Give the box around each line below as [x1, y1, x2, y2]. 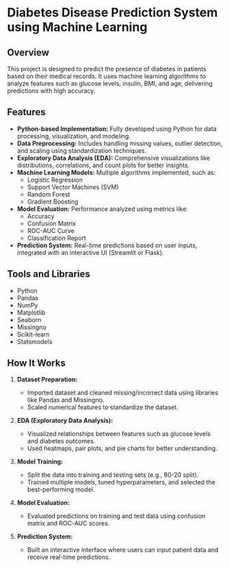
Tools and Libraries [7, 269, 90, 280]
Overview [7, 47, 50, 58]
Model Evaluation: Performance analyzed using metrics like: [16, 204, 188, 213]
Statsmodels [16, 337, 53, 345]
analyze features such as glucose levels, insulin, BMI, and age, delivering [7, 79, 213, 87]
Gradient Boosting [27, 197, 79, 206]
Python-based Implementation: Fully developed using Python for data [16, 125, 217, 133]
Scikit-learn [16, 330, 50, 338]
